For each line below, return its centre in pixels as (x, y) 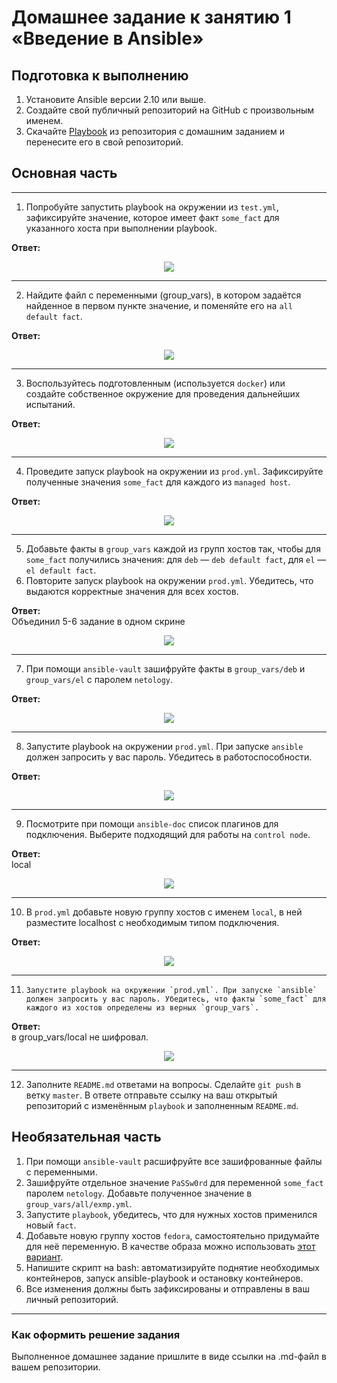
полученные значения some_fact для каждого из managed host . (158, 482)
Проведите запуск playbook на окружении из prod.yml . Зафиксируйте (174, 471)
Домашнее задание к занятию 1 (151, 17)
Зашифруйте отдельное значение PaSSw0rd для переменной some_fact (174, 1182)
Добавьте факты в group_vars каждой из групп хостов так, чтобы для (173, 548)
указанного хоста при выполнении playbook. (121, 228)
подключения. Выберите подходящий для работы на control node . (168, 834)
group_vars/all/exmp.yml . (79, 1203)
